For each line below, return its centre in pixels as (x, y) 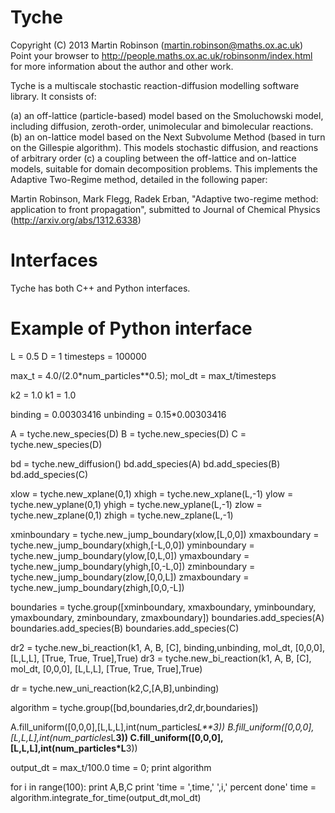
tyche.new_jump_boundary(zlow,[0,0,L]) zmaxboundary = (130, 577)
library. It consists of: (53, 96)
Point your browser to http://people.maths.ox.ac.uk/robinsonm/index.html (161, 55)
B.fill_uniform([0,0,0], (271, 727)
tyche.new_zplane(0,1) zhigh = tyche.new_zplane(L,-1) (122, 515)
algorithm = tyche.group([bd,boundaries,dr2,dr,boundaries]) (134, 707)
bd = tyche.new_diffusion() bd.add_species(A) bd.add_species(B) (145, 463)
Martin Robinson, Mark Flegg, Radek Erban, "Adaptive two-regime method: (164, 198)
